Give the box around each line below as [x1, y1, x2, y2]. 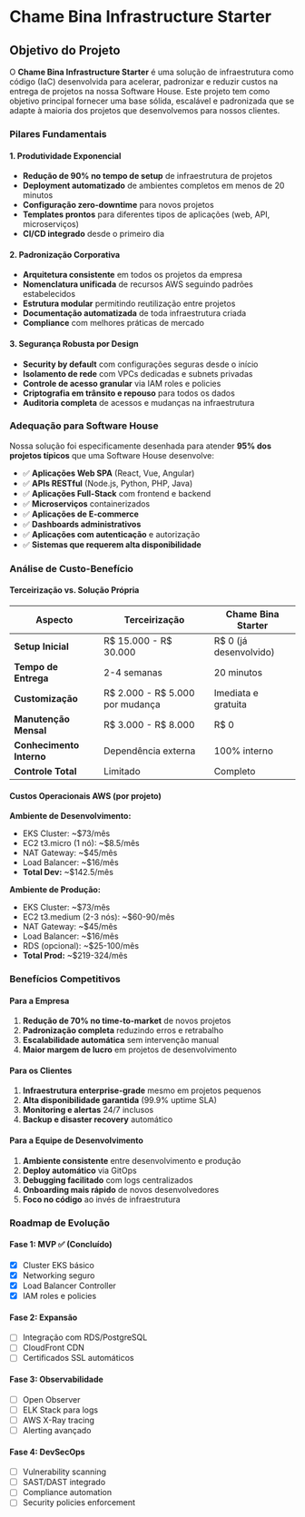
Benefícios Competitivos [9, 973, 121, 986]
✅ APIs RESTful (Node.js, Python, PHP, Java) [22, 478, 193, 488]
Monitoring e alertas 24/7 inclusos [22, 1105, 154, 1116]
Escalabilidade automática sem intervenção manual [22, 1035, 220, 1046]
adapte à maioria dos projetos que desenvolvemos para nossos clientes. [9, 105, 280, 115]
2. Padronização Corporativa [9, 249, 121, 260]
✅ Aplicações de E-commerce [22, 508, 139, 519]
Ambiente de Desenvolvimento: [9, 811, 132, 822]
